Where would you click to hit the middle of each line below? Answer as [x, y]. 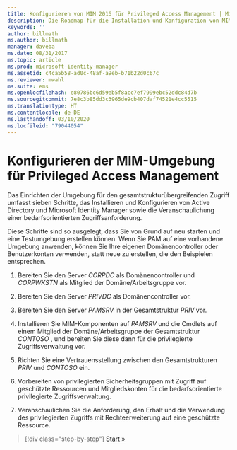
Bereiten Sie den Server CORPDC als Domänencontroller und [106, 275]
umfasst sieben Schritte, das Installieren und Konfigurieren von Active [109, 203]
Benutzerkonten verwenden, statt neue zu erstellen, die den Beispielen [110, 254]
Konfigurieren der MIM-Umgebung [111, 161]
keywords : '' [26, 27]
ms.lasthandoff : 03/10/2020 [49, 119]
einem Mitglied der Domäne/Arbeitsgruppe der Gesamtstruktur [109, 331]
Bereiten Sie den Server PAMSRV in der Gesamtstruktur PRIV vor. [112, 310]
